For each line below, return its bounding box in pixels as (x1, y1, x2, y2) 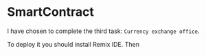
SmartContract (7, 4, 94, 20)
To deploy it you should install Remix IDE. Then (7, 40, 139, 48)
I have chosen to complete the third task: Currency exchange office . (7, 27, 201, 35)
